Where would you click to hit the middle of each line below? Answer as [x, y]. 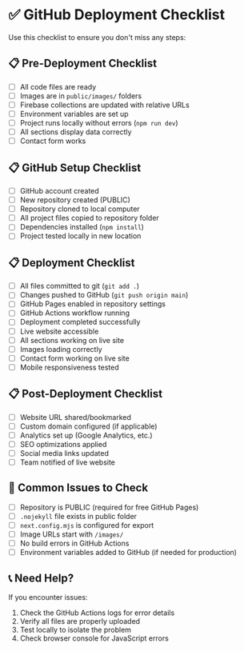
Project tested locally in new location [80, 236]
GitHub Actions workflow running [75, 313]
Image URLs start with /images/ [72, 534]
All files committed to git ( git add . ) [80, 286]
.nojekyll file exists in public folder [78, 516]
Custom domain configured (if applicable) [88, 426]
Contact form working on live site [74, 358]
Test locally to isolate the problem [76, 630]
